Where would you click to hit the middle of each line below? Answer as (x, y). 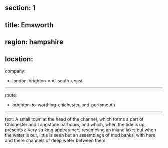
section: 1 (20, 8)
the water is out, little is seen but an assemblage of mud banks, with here (80, 135)
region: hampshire (34, 42)
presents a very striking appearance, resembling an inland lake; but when (81, 130)
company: (15, 71)
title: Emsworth (29, 25)
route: (11, 95)
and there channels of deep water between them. (56, 140)
